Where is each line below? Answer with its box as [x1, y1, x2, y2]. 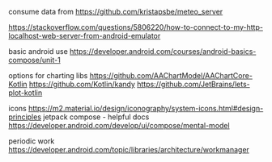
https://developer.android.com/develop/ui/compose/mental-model [8, 121, 230, 130]
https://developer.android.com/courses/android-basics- [70, 47, 257, 56]
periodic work [8, 136, 55, 146]
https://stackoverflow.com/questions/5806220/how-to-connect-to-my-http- [8, 23, 263, 31]
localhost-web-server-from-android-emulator [8, 31, 161, 40]
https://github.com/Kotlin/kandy [28, 80, 136, 89]
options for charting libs [8, 71, 88, 80]
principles [8, 112, 42, 122]
